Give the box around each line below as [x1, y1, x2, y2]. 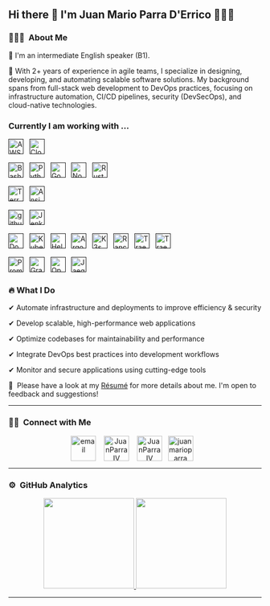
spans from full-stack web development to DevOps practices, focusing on [8, 83, 253, 92]
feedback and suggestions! [8, 389, 99, 399]
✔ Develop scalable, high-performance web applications [8, 318, 196, 328]
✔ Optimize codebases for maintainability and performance [8, 334, 205, 344]
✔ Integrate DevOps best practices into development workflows [8, 350, 219, 359]
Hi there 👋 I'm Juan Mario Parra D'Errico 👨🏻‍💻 [8, 8, 235, 22]
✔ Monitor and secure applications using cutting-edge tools [8, 365, 207, 375]
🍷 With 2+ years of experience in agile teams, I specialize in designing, [8, 66, 243, 76]
